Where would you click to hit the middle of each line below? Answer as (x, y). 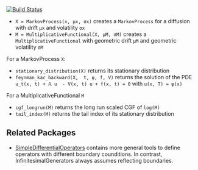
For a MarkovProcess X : (36, 59)
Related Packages (41, 133)
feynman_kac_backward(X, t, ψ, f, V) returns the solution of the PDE (104, 77)
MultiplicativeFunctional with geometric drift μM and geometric (96, 41)
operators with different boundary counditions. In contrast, (89, 154)
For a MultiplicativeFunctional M (45, 95)
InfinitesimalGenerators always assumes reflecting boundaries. (94, 160)
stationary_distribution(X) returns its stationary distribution (92, 71)
